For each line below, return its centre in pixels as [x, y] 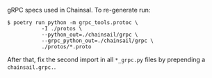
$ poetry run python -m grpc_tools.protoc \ [73, 23]
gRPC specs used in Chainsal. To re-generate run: [79, 10]
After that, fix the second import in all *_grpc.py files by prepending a [106, 59]
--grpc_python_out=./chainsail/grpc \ [98, 41]
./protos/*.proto [66, 47]
